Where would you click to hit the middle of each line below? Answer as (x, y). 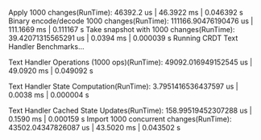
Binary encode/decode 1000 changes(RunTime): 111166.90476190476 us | (131, 21)
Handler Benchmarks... (46, 47)
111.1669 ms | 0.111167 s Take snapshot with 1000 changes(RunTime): (122, 29)
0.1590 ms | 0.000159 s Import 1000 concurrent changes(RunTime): (120, 119)
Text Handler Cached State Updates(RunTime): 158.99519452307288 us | (130, 110)
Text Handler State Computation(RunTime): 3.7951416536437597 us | (124, 86)
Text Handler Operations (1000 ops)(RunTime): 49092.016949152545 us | (130, 62)
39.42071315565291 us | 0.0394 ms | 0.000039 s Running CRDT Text (123, 38)
